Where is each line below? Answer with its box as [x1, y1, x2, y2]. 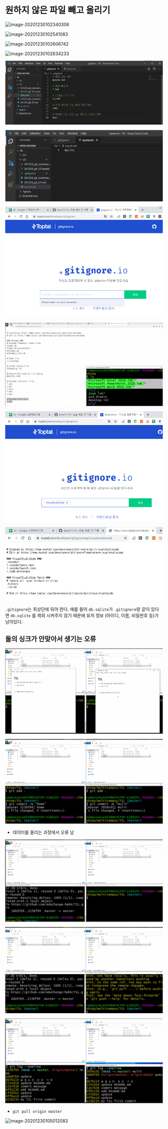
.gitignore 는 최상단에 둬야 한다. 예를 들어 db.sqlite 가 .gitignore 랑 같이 [5, 606, 150, 612]
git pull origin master [12, 1109, 62, 1114]
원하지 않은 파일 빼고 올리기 [5, 5, 110, 16]
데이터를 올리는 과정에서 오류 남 [12, 829, 74, 835]
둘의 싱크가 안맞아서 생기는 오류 [5, 635, 96, 643]
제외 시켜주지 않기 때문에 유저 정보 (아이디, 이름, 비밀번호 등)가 [37, 612, 159, 618]
